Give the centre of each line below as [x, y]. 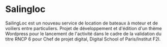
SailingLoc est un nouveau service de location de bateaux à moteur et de [82, 23]
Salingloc [25, 9]
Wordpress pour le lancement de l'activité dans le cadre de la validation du [83, 33]
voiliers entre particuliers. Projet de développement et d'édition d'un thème [84, 28]
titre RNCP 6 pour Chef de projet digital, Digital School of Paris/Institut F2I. [83, 39]
